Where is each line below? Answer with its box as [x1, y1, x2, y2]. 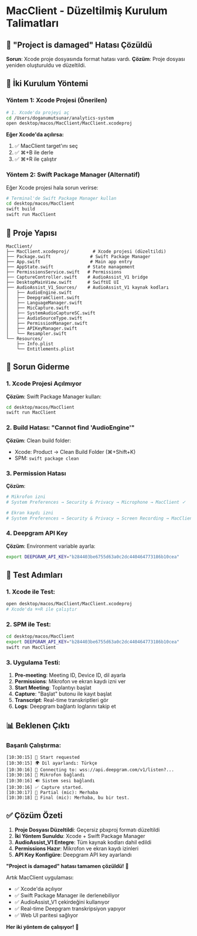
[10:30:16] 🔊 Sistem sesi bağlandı [6, 778, 95, 784]
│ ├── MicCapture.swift [6, 305, 69, 311]
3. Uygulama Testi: [6, 658, 60, 666]
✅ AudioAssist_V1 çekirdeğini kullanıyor [14, 898, 110, 906]
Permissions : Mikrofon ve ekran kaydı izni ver [14, 678, 126, 685]
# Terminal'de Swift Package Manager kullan [6, 195, 117, 201]
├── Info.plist [16, 341, 54, 347]
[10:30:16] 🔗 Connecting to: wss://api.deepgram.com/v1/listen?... [6, 767, 175, 772]
